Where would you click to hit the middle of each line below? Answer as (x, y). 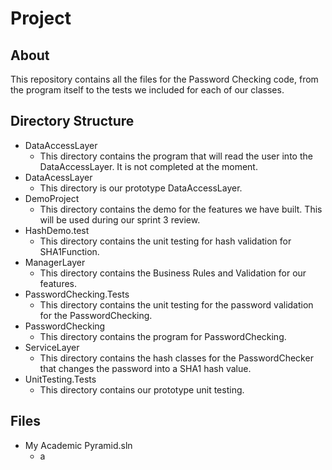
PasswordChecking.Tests (77, 294)
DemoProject (52, 198)
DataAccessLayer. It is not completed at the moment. (148, 166)
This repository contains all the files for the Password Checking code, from (164, 79)
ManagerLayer (55, 262)
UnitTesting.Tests (60, 379)
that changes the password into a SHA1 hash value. (145, 368)
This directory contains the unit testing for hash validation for (165, 241)
